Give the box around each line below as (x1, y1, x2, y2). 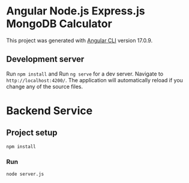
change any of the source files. (6, 83, 83, 90)
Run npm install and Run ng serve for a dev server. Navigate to (6, 70, 164, 77)
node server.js (6, 171, 44, 178)
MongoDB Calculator (6, 17, 112, 31)
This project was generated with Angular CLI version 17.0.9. (6, 37, 153, 44)
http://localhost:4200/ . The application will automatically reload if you (6, 76, 183, 83)
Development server (6, 54, 85, 64)
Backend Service (6, 104, 93, 118)
